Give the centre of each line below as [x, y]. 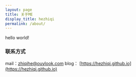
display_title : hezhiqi [30, 19]
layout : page [19, 10]
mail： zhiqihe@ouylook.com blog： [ [43, 63]
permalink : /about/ [25, 24]
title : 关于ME [19, 14]
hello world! [17, 38]
